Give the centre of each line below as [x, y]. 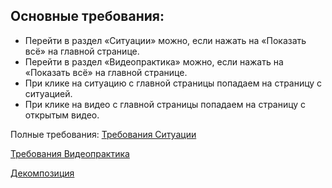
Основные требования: [87, 16]
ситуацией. [48, 93]
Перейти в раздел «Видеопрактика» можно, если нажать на [154, 61]
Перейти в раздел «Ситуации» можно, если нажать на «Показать [165, 40]
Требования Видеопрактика [70, 153]
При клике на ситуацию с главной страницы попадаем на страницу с [173, 83]
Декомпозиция [42, 173]
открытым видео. [62, 115]
